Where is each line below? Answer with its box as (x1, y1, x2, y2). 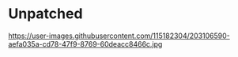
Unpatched (8, 5, 83, 23)
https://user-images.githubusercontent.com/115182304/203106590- (8, 31, 231, 40)
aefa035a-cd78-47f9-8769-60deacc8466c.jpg (8, 39, 163, 48)
